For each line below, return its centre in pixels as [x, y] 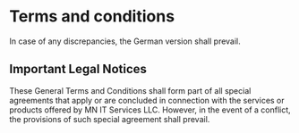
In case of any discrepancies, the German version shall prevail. [125, 41]
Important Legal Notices [78, 69]
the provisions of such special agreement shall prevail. [110, 119]
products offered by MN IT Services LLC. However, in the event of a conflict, [150, 110]
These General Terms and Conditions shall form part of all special [130, 90]
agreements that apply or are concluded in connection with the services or [147, 100]
